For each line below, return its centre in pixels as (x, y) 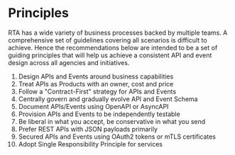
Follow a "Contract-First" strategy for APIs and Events (97, 91)
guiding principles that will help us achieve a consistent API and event (110, 55)
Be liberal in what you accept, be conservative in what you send (112, 121)
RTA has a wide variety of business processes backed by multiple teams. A (118, 33)
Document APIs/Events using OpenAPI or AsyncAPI (93, 106)
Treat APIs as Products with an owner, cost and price (96, 84)
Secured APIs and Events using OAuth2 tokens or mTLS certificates (117, 137)
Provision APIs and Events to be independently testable (99, 114)
